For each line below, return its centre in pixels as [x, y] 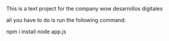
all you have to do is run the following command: [66, 20]
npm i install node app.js [36, 31]
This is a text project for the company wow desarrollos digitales [84, 9]
